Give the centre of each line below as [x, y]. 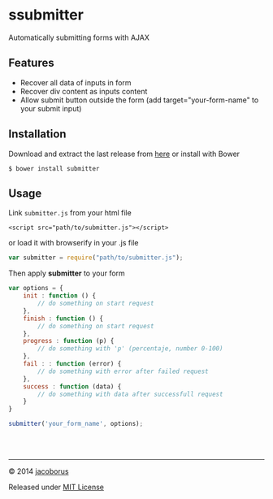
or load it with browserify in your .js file [74, 243]
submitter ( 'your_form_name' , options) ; [76, 424]
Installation [37, 135]
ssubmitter [46, 15]
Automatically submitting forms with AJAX [79, 37]
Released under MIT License [56, 487]
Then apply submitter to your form [67, 273]
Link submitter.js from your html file [70, 213]
